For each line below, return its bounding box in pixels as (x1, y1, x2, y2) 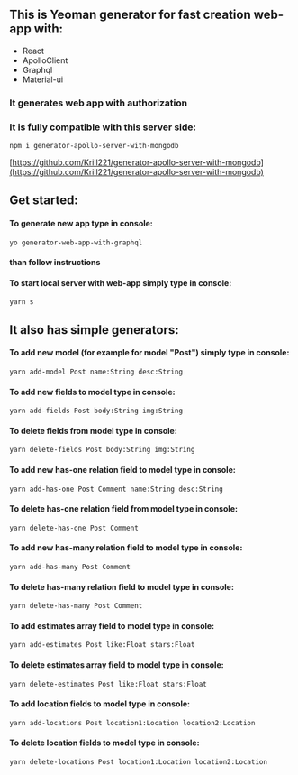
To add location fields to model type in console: (9, 698, 191, 709)
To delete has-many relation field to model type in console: (9, 581, 234, 592)
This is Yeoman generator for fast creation (9, 7, 252, 23)
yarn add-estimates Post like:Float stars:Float (9, 641, 195, 650)
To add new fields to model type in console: (9, 386, 176, 397)
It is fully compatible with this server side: (9, 121, 196, 134)
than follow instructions (9, 257, 101, 268)
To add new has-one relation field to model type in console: (9, 465, 236, 475)
